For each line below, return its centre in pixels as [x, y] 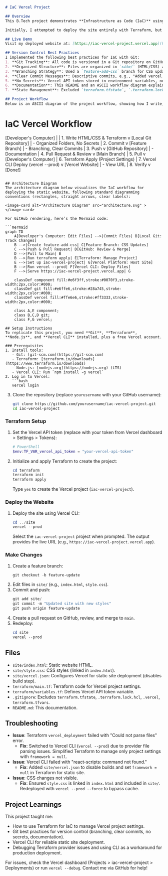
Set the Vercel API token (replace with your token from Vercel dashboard [87, 432]
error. [18, 741]
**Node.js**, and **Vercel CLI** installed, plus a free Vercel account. [84, 337]
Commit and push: [31, 590]
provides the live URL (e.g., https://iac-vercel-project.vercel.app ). [84, 542]
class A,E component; [36, 311]
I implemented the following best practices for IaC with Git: [72, 58]
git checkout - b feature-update [46, 575]
